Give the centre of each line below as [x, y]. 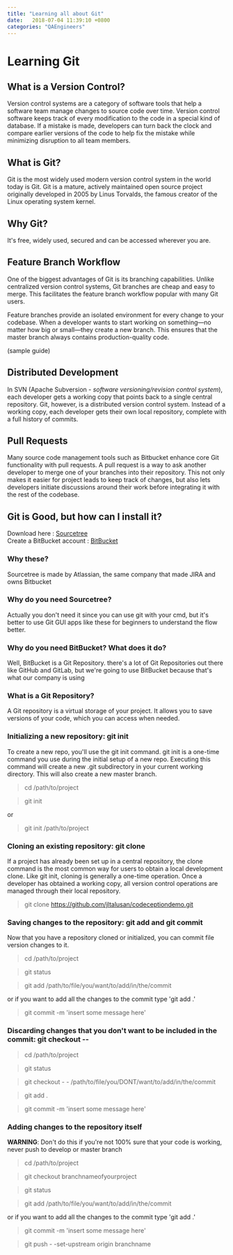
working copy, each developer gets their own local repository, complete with [117, 412]
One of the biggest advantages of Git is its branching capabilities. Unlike [111, 279]
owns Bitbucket [30, 581]
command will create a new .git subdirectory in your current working [105, 766]
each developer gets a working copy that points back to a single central [110, 397]
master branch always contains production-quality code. [88, 337]
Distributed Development [63, 373]
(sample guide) [29, 350]
